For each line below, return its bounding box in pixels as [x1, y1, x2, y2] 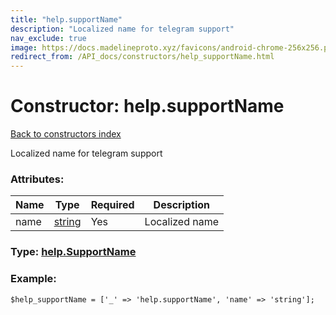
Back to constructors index [10, 128, 122, 140]
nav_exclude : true [10, 33, 87, 43]
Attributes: [10, 172, 65, 186]
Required [90, 198, 135, 212]
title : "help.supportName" [10, 14, 123, 25]
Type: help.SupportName [10, 245, 137, 259]
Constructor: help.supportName [10, 95, 285, 118]
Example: [10, 272, 57, 286]
